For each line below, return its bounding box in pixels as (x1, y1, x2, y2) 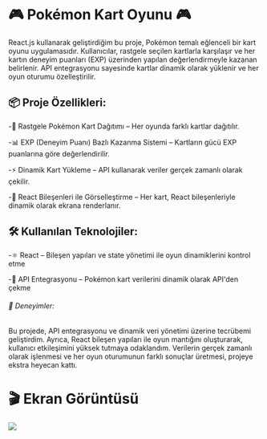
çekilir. (8, 177, 30, 186)
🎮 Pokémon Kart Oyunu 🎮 (8, 6, 192, 24)
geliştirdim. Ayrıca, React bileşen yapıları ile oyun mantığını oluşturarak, (8, 334, 243, 344)
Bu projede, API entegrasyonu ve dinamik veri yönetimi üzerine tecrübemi (8, 326, 251, 335)
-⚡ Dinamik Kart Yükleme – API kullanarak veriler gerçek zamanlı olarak (8, 165, 243, 174)
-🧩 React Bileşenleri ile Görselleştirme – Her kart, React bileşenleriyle (8, 192, 236, 201)
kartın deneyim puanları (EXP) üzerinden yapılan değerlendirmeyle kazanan (8, 55, 258, 64)
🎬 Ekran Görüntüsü (8, 389, 139, 408)
